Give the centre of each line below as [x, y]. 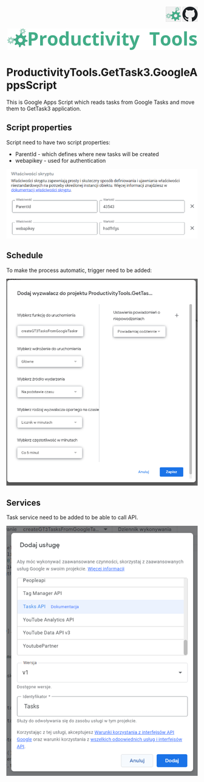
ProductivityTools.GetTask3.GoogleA [102, 73]
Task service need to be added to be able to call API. [72, 517]
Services [24, 502]
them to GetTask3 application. [44, 108]
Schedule [25, 256]
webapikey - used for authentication [60, 160]
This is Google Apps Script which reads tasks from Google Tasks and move [100, 102]
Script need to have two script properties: [58, 142]
